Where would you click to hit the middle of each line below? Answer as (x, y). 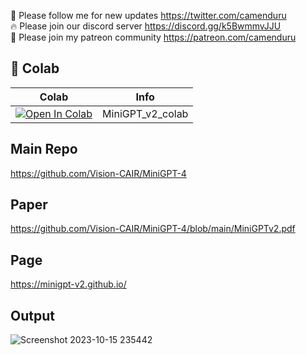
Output (32, 315)
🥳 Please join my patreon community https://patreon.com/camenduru (153, 37)
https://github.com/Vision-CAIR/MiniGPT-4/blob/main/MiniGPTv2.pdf (153, 229)
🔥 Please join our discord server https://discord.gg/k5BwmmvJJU (146, 26)
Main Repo (44, 149)
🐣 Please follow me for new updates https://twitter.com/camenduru (148, 15)
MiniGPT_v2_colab (145, 113)
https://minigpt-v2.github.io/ (68, 284)
